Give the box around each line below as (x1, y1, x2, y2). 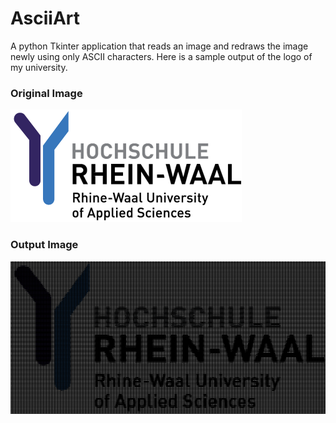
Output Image (10, 238, 79, 252)
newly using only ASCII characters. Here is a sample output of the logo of (10, 50, 313, 62)
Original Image (10, 86, 83, 100)
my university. (10, 61, 68, 73)
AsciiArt (10, 7, 81, 30)
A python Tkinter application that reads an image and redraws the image (10, 40, 309, 52)
